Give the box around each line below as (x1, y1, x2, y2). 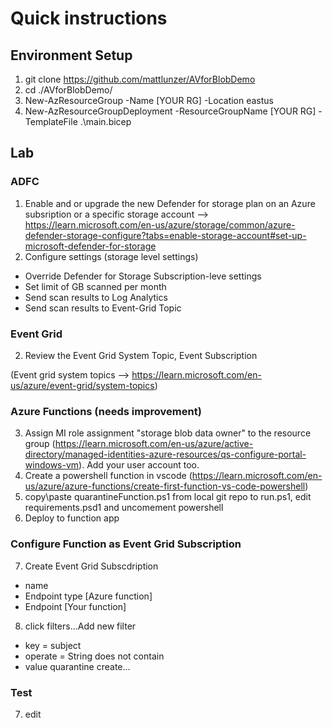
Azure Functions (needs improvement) (10, 404, 202, 418)
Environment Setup (10, 47, 133, 64)
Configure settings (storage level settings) (24, 250, 199, 262)
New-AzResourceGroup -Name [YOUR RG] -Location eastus (24, 95, 274, 106)
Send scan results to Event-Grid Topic (24, 302, 182, 314)
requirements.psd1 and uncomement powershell (24, 502, 224, 514)
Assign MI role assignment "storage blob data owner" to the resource (24, 427, 312, 439)
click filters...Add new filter (24, 620, 137, 632)
